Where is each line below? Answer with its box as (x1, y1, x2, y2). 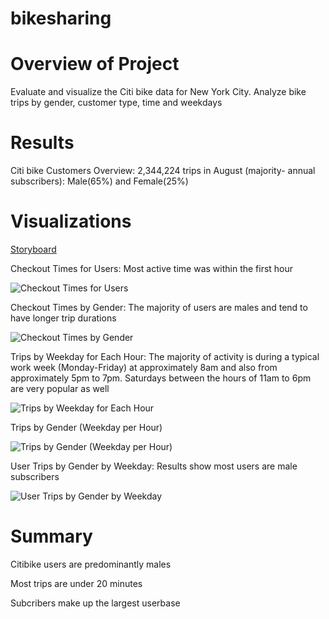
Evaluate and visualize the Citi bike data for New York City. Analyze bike (10, 86, 307, 98)
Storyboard (10, 243, 57, 255)
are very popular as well (10, 383, 110, 394)
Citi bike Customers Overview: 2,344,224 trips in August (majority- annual (10, 165, 316, 177)
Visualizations (10, 210, 132, 233)
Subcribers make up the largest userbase (10, 597, 181, 609)
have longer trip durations (10, 312, 117, 324)
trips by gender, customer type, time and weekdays (10, 97, 223, 109)
